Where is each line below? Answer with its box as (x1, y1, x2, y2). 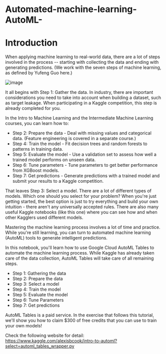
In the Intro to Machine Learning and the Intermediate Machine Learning (5, 115, 153, 121)
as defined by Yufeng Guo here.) (5, 70, 72, 76)
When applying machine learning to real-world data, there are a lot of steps (5, 54, 160, 60)
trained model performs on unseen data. (12, 157, 96, 163)
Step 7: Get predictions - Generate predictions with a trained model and (12, 173, 160, 179)
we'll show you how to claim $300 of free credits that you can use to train (5, 317, 157, 323)
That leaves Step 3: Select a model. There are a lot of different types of (5, 188, 151, 194)
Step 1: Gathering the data (12, 270, 66, 277)
